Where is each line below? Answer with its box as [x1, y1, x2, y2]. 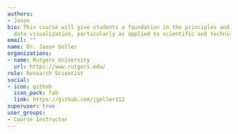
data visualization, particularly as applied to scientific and [13, 30, 208, 38]
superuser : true [7, 103, 55, 110]
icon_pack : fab [13, 89, 59, 96]
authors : [7, 10, 33, 18]
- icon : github [7, 83, 52, 90]
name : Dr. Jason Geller [7, 43, 78, 50]
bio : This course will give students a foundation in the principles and [7, 23, 230, 30]
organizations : [7, 50, 52, 57]
